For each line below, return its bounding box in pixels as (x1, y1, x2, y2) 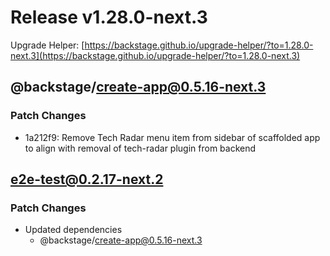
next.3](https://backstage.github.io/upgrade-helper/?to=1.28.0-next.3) (10, 49, 301, 61)
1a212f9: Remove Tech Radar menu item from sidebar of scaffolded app (24, 131, 321, 143)
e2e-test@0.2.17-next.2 (10, 171, 164, 188)
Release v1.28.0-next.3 (10, 6, 208, 29)
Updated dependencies (24, 224, 123, 236)
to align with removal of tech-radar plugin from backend (24, 142, 257, 154)
